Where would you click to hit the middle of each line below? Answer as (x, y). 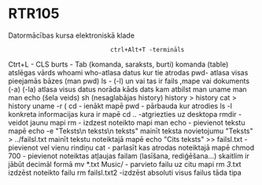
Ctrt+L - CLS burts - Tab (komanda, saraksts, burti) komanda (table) (118, 64)
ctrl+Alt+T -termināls (147, 49)
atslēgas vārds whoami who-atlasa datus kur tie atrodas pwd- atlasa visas (128, 72)
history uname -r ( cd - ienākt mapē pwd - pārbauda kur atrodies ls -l (120, 106)
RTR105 (34, 14)
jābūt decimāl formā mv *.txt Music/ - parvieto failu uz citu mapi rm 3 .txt (125, 164)
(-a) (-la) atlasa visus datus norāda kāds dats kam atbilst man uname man (127, 89)
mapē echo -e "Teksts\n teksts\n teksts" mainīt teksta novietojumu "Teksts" (131, 131)
